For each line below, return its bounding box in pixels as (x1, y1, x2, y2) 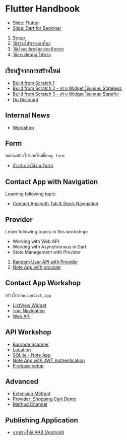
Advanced (5, 378, 39, 386)
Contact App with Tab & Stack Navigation (12, 201, 99, 207)
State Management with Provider (12, 249, 81, 255)
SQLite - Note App (12, 352, 51, 358)
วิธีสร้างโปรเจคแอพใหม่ (12, 40, 51, 46)
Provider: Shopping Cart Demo (12, 396, 77, 402)
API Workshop (5, 328, 51, 337)
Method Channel (12, 401, 47, 407)
